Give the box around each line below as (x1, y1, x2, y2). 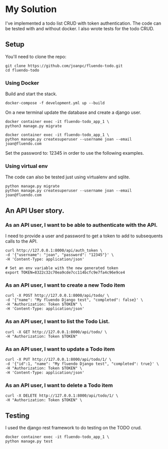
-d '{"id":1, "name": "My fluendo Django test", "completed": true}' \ (5, 361, 159, 366)
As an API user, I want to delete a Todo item (5, 381, 113, 389)
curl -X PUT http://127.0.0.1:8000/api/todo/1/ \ (5, 357, 112, 362)
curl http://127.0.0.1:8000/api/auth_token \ (5, 248, 102, 253)
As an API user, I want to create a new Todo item (5, 281, 125, 288)
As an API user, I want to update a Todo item (5, 345, 115, 352)
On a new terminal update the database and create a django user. (5, 109, 141, 115)
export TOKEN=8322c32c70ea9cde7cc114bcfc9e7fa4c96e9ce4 (5, 270, 125, 275)
